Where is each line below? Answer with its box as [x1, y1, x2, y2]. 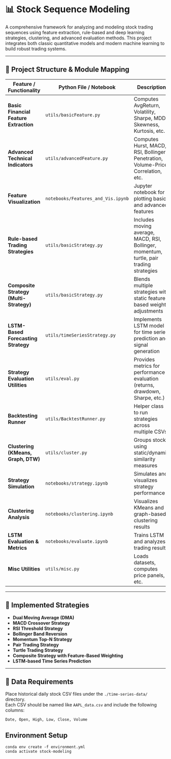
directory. [5, 696, 25, 702]
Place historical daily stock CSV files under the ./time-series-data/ [5, 691, 148, 697]
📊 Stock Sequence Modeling [5, 4, 130, 15]
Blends [133, 275, 151, 282]
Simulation [8, 483, 35, 490]
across [133, 421, 150, 429]
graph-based [133, 510, 166, 517]
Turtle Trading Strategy [12, 647, 64, 653]
